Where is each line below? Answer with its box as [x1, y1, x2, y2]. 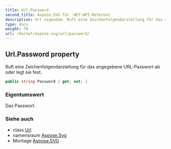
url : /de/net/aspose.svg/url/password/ [5, 31, 90, 36]
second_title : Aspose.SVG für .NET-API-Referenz [5, 12, 110, 17]
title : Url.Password [5, 7, 49, 13]
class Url [12, 127, 32, 133]
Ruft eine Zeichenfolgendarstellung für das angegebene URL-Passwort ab [5, 63, 160, 69]
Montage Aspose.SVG [12, 138, 60, 144]
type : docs [5, 21, 28, 27]
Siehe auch [5, 115, 34, 122]
